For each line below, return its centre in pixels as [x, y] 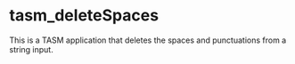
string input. [31, 49]
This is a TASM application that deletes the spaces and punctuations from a [148, 40]
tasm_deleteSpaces [84, 16]
